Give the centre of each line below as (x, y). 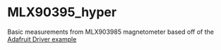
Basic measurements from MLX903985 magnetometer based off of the (110, 32)
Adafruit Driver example (42, 39)
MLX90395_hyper (62, 12)
